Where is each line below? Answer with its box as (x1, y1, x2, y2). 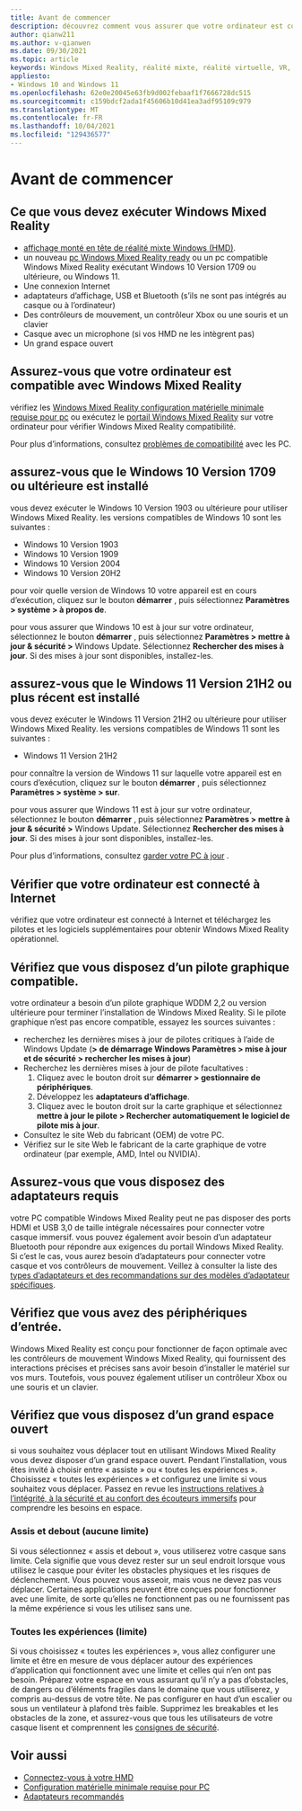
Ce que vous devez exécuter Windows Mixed (10, 204, 267, 220)
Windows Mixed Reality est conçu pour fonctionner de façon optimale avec (10, 1343, 288, 1354)
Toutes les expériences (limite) (10, 1625, 148, 1638)
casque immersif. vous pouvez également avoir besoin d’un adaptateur (10, 1231, 272, 1242)
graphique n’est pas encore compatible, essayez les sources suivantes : (10, 1016, 276, 1027)
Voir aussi (10, 1748, 67, 1763)
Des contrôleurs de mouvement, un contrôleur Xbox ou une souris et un (22, 309, 289, 320)
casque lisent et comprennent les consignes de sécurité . (10, 1722, 220, 1733)
